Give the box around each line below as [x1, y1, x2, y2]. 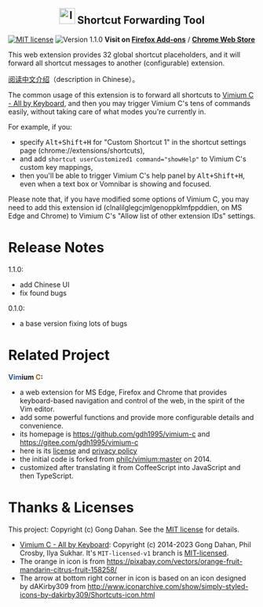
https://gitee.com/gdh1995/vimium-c [19, 437, 139, 447]
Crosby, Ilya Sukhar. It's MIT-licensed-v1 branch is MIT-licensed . [19, 548, 229, 557]
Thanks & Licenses [8, 498, 134, 516]
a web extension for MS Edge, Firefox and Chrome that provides [19, 387, 228, 397]
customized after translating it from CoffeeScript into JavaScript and [19, 462, 241, 472]
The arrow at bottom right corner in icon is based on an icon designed [19, 573, 247, 583]
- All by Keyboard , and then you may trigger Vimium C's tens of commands [8, 98, 251, 108]
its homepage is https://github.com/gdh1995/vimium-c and [19, 429, 210, 439]
